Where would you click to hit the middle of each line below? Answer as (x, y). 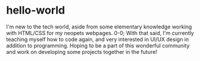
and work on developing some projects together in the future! (82, 52)
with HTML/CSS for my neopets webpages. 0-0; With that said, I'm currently (100, 33)
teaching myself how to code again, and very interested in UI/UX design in (98, 39)
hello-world (36, 10)
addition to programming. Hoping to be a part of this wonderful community (98, 46)
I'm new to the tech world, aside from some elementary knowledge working (99, 27)
